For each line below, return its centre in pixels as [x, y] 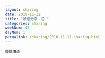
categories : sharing [26, 23]
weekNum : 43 [17, 28]
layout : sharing [22, 10]
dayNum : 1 [15, 32]
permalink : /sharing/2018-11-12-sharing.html [52, 37]
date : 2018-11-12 [23, 14]
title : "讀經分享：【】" [27, 19]
